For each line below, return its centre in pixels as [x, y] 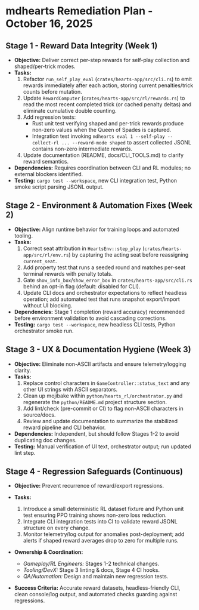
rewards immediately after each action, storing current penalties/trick [108, 85]
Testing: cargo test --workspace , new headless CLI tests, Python [95, 324]
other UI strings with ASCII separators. [70, 389]
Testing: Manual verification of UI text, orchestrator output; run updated [102, 446]
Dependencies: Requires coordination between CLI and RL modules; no [102, 168]
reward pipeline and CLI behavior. [64, 427]
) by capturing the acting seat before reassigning [129, 254]
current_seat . [40, 261]
